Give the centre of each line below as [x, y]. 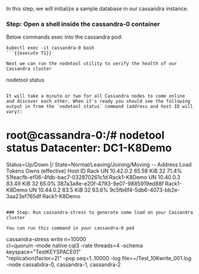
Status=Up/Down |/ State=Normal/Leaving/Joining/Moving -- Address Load [99, 165]
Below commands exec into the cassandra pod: [64, 37]
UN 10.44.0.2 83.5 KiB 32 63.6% [69, 190]
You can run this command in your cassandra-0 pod [70, 228]
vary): [14, 112]
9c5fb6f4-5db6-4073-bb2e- [145, 190]
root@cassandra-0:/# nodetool [85, 135]
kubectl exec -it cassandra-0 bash [50, 48]
